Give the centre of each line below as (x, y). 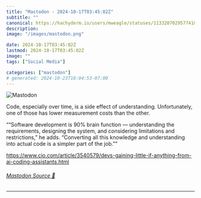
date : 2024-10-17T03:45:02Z (41, 45)
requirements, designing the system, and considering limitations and (91, 131)
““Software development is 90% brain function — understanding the (90, 125)
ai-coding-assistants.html (38, 162)
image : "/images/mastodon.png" (45, 34)
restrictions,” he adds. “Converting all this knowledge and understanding (96, 137)
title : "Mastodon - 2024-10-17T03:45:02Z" (60, 12)
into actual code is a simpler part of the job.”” (62, 144)
